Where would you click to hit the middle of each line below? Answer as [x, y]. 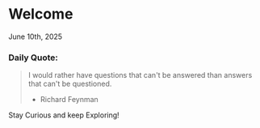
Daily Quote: [34, 58]
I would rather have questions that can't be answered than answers [140, 75]
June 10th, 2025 [36, 36]
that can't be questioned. [70, 84]
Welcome [41, 14]
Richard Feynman [69, 100]
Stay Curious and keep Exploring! [64, 115]
